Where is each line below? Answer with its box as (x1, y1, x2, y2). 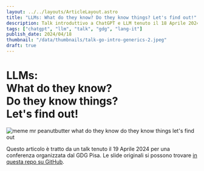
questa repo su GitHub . (6, 158, 65, 165)
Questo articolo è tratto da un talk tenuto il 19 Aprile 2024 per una (6, 145, 170, 152)
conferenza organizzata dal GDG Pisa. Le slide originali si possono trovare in (6, 152, 197, 159)
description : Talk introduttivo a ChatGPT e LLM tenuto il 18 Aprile (6, 20, 186, 26)
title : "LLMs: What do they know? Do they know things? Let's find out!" (6, 15, 197, 21)
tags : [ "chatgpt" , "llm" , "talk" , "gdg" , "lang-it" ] (6, 25, 143, 32)
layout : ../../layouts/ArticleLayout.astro (6, 8, 118, 15)
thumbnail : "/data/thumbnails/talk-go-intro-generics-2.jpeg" (6, 37, 167, 43)
